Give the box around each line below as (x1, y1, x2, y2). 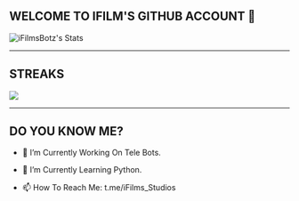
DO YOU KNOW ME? (9, 124, 124, 139)
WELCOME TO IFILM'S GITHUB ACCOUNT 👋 (9, 9, 256, 24)
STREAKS (9, 67, 65, 82)
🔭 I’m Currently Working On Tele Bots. (21, 148, 162, 158)
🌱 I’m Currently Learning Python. (21, 165, 142, 175)
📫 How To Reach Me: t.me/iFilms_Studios (21, 182, 176, 193)
